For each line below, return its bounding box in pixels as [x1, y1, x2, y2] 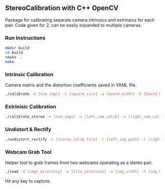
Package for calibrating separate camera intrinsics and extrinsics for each [5, 17, 155, 23]
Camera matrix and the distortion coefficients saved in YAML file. [5, 82, 137, 88]
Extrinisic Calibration [5, 103, 56, 110]
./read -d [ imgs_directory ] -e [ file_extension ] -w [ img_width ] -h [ [5, 169, 151, 174]
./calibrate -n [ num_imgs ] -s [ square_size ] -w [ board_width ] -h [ [5, 91, 146, 96]
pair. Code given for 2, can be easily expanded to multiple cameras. [5, 22, 142, 28]
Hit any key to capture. [5, 178, 51, 184]
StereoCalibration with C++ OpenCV [5, 4, 119, 12]
